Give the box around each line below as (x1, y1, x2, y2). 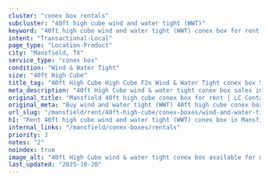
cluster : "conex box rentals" (8, 11, 110, 20)
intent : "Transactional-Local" (8, 34, 113, 42)
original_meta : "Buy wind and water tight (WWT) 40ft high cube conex (8, 101, 249, 109)
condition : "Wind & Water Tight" (8, 64, 120, 72)
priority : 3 (8, 131, 48, 139)
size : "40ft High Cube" (8, 71, 88, 79)
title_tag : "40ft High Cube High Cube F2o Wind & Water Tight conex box (8, 78, 256, 86)
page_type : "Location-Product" (8, 42, 113, 50)
